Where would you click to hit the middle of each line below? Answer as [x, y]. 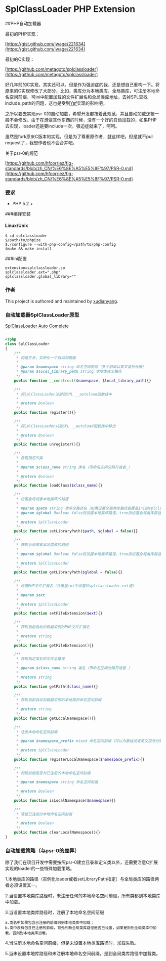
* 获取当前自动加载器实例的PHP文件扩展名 [53, 627]
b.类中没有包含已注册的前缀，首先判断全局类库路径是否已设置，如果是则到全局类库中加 [81, 928]
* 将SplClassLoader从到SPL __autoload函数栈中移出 [66, 426]
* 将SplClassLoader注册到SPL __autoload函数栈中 [64, 394]
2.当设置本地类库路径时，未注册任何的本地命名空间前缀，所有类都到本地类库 [83, 896]
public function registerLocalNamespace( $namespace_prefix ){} [79, 759]
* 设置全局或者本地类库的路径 [42, 499]
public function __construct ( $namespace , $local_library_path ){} [83, 381]
